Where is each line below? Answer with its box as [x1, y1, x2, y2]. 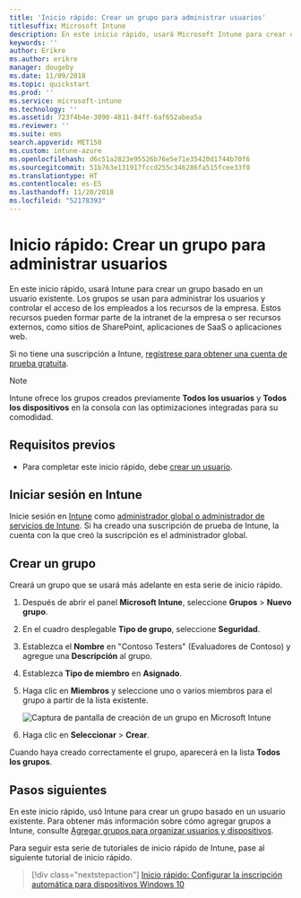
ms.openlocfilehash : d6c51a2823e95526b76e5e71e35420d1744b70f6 [9, 154, 251, 164]
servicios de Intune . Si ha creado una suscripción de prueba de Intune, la [9, 520, 279, 531]
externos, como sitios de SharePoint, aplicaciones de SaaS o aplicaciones [9, 321, 282, 332]
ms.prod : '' [9, 88, 54, 97]
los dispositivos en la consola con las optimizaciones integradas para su [9, 402, 279, 413]
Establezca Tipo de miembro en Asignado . [21, 668, 182, 679]
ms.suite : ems [9, 130, 63, 139]
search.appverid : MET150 [9, 138, 102, 147]
